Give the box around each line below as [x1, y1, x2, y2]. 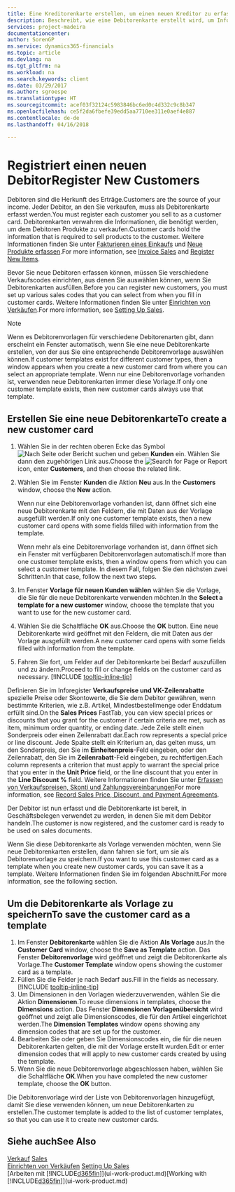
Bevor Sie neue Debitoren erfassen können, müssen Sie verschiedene [7, 268, 208, 277]
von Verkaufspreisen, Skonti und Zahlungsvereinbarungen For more [7, 783, 201, 792]
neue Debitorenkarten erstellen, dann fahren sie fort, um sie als [7, 847, 190, 856]
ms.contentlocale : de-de [7, 114, 80, 121]
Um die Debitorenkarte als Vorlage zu [7, 898, 173, 910]
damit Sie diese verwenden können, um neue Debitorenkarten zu [7, 1101, 194, 1109]
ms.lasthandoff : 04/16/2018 [7, 121, 90, 128]
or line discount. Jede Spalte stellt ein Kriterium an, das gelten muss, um [7, 739, 216, 747]
